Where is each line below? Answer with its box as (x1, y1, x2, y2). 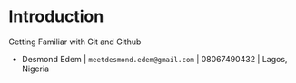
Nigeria (21, 63, 50, 74)
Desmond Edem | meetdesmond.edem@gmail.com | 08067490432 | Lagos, (21, 53, 288, 64)
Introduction (8, 6, 104, 27)
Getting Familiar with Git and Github (8, 36, 142, 47)
